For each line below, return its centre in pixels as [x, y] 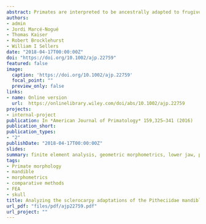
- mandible [20, 172]
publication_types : [31, 132]
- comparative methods [35, 183]
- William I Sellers [33, 47]
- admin [16, 23]
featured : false [27, 63]
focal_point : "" [32, 80]
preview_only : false [38, 87]
